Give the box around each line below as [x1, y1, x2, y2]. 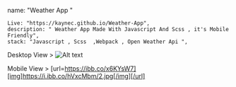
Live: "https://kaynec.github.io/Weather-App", [7, 20, 151, 27]
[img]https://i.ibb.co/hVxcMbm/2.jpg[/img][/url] [7, 72, 146, 80]
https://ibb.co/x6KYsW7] [64, 64, 136, 73]
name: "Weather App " [7, 6, 73, 14]
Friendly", [7, 32, 40, 39]
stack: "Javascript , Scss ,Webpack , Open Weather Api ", [7, 38, 189, 45]
